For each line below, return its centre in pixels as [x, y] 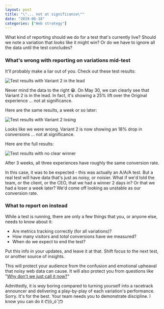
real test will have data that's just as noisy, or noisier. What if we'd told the [80, 178]
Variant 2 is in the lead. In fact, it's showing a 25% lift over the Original [76, 95]
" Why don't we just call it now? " [37, 276]
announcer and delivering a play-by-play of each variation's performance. [80, 291]
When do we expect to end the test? [49, 241]
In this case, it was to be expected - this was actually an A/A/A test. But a [79, 172]
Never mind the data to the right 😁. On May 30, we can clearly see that [77, 90]
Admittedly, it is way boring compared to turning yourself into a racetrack [79, 285]
